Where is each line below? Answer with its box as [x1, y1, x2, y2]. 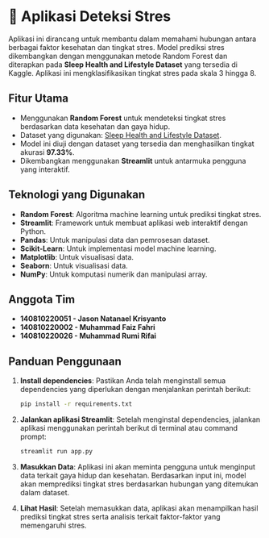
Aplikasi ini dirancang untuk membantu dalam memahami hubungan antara [8, 34, 257, 44]
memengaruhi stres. [19, 520, 87, 530]
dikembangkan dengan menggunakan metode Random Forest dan [8, 51, 228, 60]
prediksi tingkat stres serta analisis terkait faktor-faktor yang [19, 511, 221, 521]
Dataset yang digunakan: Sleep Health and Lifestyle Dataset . [19, 130, 221, 140]
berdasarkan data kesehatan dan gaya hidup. [19, 121, 171, 131]
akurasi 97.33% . [19, 147, 75, 156]
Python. [19, 226, 47, 236]
